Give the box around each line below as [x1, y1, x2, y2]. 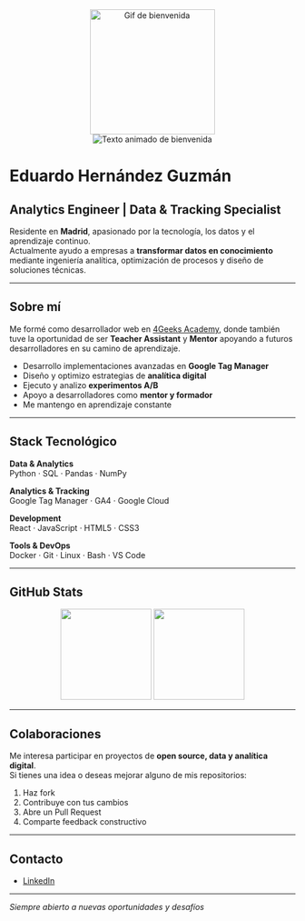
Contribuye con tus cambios [22, 797, 129, 808]
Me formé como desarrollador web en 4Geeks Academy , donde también [9, 323, 280, 335]
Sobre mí [9, 299, 62, 315]
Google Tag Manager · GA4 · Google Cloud [9, 495, 170, 506]
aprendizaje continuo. [9, 235, 91, 246]
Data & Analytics [9, 458, 74, 469]
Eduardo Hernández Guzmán [9, 165, 232, 186]
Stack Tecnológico [9, 434, 118, 449]
